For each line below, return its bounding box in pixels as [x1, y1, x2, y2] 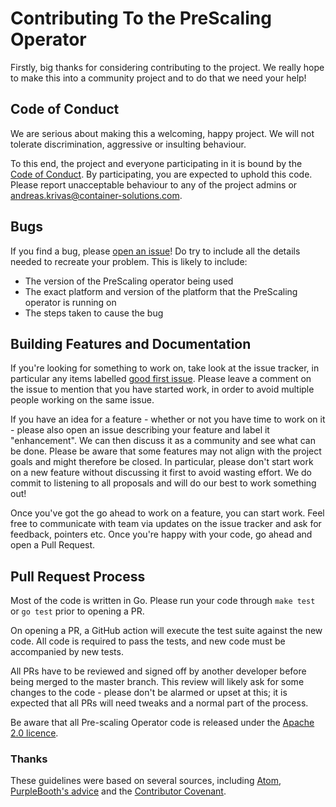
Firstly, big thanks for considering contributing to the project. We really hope [10, 61, 325, 73]
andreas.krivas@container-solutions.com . [10, 189, 183, 201]
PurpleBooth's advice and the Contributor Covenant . [10, 785, 227, 797]
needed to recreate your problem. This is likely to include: [10, 255, 248, 267]
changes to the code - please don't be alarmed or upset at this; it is [10, 687, 288, 699]
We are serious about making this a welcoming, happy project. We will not [10, 127, 315, 139]
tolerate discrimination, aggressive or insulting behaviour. [10, 138, 247, 150]
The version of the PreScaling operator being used [24, 275, 234, 287]
